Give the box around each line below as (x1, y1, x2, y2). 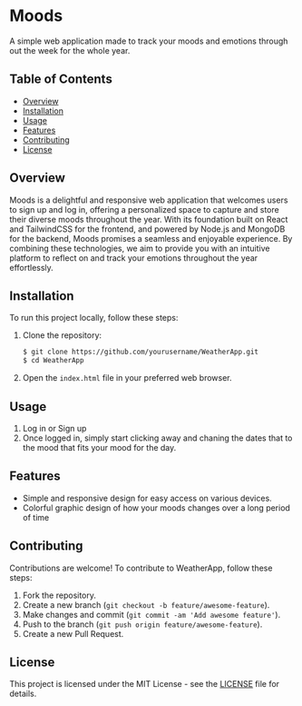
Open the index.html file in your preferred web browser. (22, 373, 233, 383)
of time (22, 512, 50, 522)
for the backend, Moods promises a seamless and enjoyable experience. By (9, 233, 293, 244)
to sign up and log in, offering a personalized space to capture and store (9, 204, 279, 214)
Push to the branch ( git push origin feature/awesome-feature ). (22, 619, 263, 630)
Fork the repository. (22, 590, 97, 601)
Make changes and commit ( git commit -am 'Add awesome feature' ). (22, 609, 281, 620)
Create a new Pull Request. (22, 628, 124, 639)
